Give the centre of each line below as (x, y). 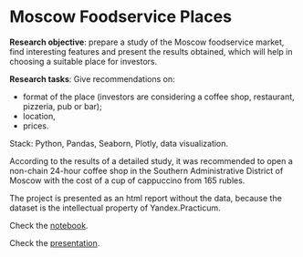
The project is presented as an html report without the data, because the (146, 198)
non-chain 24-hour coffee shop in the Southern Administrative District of (146, 170)
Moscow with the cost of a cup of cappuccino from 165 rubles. (127, 180)
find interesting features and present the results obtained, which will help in (151, 51)
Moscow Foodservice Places (121, 17)
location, (39, 116)
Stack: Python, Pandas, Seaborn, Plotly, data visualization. (119, 143)
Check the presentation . (55, 242)
